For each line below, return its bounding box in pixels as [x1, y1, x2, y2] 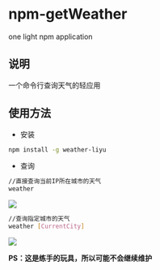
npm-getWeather [8, 5, 128, 24]
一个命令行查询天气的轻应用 [8, 80, 101, 90]
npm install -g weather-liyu [8, 145, 107, 154]
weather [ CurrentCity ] [8, 222, 85, 231]
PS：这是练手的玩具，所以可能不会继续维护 [8, 253, 153, 263]
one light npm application [8, 32, 93, 41]
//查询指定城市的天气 [8, 215, 70, 223]
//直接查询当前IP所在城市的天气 [8, 178, 102, 186]
